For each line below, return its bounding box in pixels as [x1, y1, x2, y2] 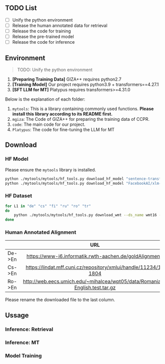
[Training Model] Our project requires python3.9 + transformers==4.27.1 [12, 81, 159, 87]
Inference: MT [5, 339, 40, 346]
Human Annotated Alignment [5, 229, 77, 236]
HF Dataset [5, 193, 32, 199]
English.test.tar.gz [74, 284, 116, 291]
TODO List [5, 4, 37, 12]
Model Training [5, 352, 42, 359]
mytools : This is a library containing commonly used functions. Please [12, 106, 154, 112]
